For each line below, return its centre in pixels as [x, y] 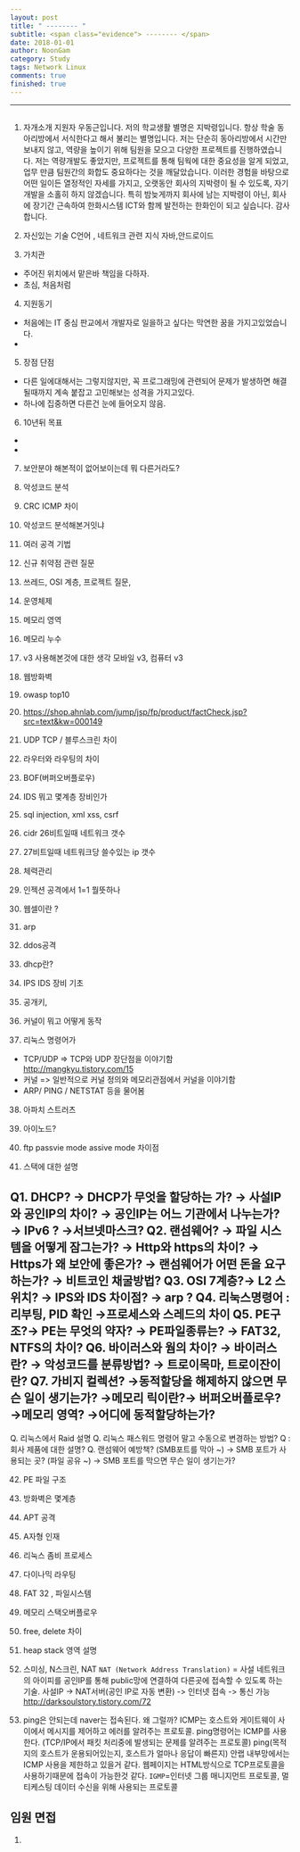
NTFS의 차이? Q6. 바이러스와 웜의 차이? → [121, 1348]
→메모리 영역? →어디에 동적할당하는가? [113, 1415]
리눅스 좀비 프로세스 [57, 1555]
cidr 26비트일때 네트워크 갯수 [74, 833]
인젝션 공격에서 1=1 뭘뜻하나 [72, 890]
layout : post [34, 17]
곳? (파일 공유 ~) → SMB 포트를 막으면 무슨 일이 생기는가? [134, 1460]
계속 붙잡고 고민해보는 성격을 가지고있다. [124, 393]
